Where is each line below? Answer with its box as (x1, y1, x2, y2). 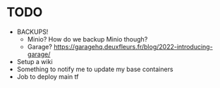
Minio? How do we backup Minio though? (27, 34, 148, 43)
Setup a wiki (16, 57, 54, 65)
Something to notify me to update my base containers (16, 65, 173, 73)
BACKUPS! (16, 27, 49, 36)
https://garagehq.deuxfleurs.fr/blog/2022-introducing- (53, 42, 213, 51)
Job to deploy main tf (16, 72, 79, 81)
